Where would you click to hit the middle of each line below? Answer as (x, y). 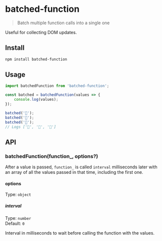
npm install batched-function (36, 59)
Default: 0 (15, 224)
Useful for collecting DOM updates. (41, 32)
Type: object (18, 195)
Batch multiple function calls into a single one (63, 23)
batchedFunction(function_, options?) (52, 156)
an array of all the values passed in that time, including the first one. (74, 172)
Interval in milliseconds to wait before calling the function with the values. (80, 233)
